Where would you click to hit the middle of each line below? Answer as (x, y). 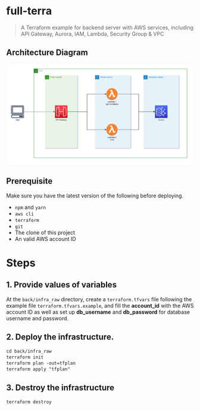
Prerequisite (29, 181)
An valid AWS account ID (45, 239)
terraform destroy (29, 402)
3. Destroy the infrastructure (60, 387)
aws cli (24, 214)
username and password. (37, 318)
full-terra (29, 11)
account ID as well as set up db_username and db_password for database (98, 312)
